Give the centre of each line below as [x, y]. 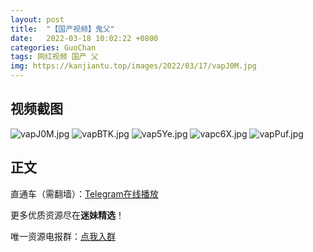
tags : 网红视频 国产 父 [54, 57]
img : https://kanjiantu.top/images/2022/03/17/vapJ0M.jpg [133, 66]
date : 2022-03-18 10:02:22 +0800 [84, 38]
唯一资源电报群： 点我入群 [63, 236]
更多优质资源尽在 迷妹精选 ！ [67, 215]
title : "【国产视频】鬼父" [62, 29]
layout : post [37, 19]
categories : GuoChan [53, 47]
